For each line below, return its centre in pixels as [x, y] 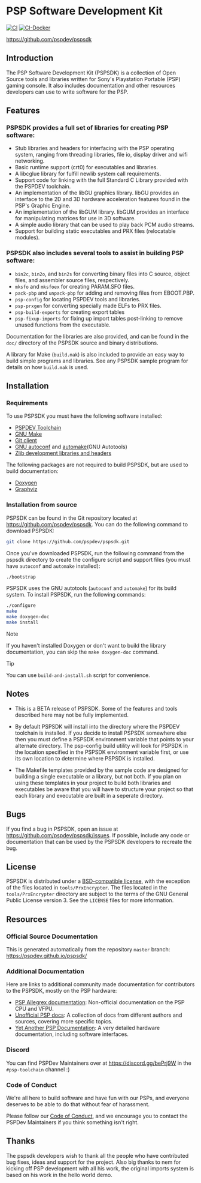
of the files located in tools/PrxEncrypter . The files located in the [87, 888]
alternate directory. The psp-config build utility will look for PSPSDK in [101, 745]
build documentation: [32, 471]
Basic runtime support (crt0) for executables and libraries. [86, 167]
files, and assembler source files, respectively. [72, 280]
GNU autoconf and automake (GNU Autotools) [71, 447]
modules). [27, 238]
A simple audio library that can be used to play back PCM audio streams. [104, 225]
